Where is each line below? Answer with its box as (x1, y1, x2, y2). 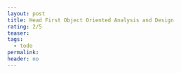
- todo (13, 42, 33, 49)
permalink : (7, 49, 39, 56)
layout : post (7, 10, 46, 17)
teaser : (7, 29, 30, 37)
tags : (7, 36, 23, 43)
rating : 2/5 (7, 23, 42, 30)
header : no (7, 56, 39, 63)
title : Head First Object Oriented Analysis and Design (7, 17, 174, 24)
